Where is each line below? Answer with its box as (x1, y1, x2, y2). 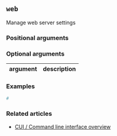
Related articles (6, 109, 52, 118)
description (43, 65, 76, 73)
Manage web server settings (6, 19, 76, 26)
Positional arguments (6, 34, 69, 42)
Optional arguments (6, 50, 65, 58)
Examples (6, 82, 35, 90)
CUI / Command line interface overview (14, 123, 111, 130)
